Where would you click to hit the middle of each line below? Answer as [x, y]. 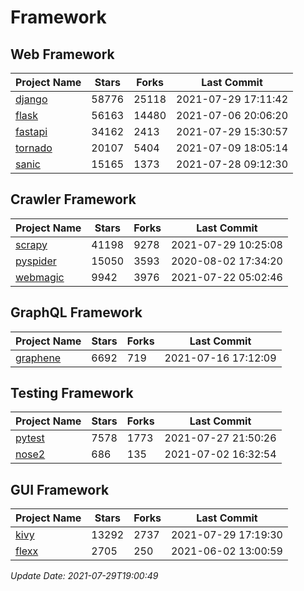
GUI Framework [60, 489]
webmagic [40, 277]
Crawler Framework [73, 199]
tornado [34, 148]
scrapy [31, 244]
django [31, 99]
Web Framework [62, 54]
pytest [30, 438]
